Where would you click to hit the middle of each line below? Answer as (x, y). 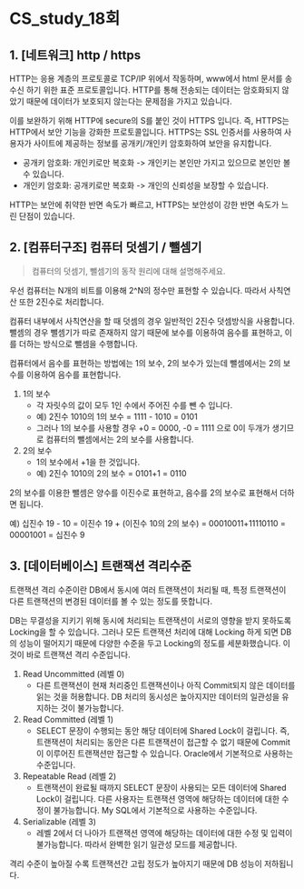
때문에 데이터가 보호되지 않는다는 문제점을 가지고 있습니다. (129, 101)
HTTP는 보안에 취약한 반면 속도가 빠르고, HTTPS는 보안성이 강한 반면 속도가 (144, 205)
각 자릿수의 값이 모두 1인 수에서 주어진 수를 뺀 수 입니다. (134, 405)
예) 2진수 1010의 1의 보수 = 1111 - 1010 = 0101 (117, 416)
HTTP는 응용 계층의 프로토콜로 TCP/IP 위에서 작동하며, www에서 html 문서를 (146, 79)
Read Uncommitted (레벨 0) (74, 674)
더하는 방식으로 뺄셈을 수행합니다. (78, 344)
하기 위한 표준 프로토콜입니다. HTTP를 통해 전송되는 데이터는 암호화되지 (153, 90)
